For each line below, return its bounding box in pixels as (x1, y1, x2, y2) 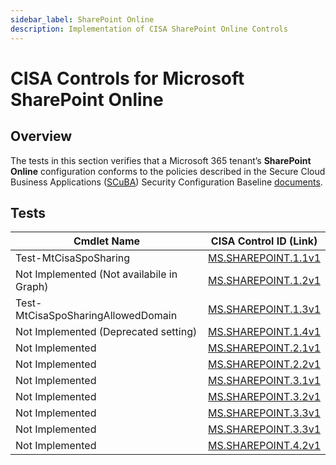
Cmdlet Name (73, 234, 141, 248)
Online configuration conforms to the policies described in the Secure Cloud (10, 165, 326, 177)
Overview (10, 128, 73, 145)
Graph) (15, 280, 49, 294)
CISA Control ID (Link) (210, 234, 318, 248)
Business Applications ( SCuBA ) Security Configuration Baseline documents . (10, 176, 323, 188)
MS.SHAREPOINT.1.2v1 (208, 274, 321, 288)
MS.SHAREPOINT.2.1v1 (208, 341, 321, 355)
